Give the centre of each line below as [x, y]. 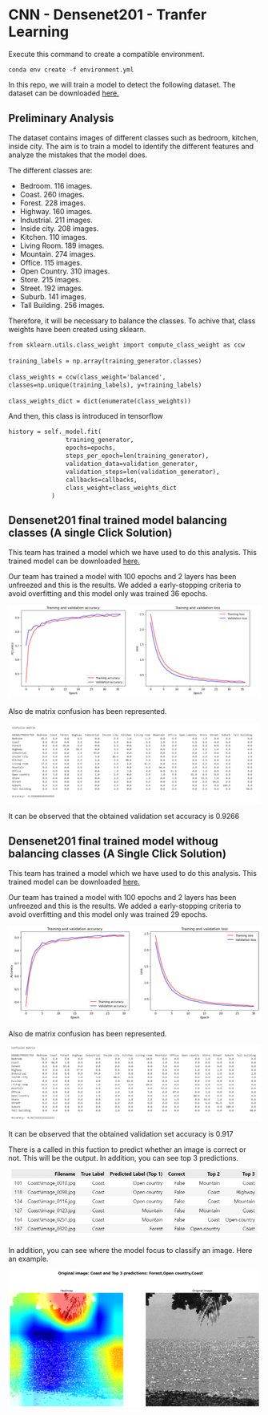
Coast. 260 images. [52, 194]
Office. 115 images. [51, 262]
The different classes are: [50, 170]
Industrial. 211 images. [56, 220]
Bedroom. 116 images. [56, 185]
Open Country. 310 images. [65, 271]
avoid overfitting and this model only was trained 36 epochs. [108, 593]
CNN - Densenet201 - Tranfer [108, 15]
